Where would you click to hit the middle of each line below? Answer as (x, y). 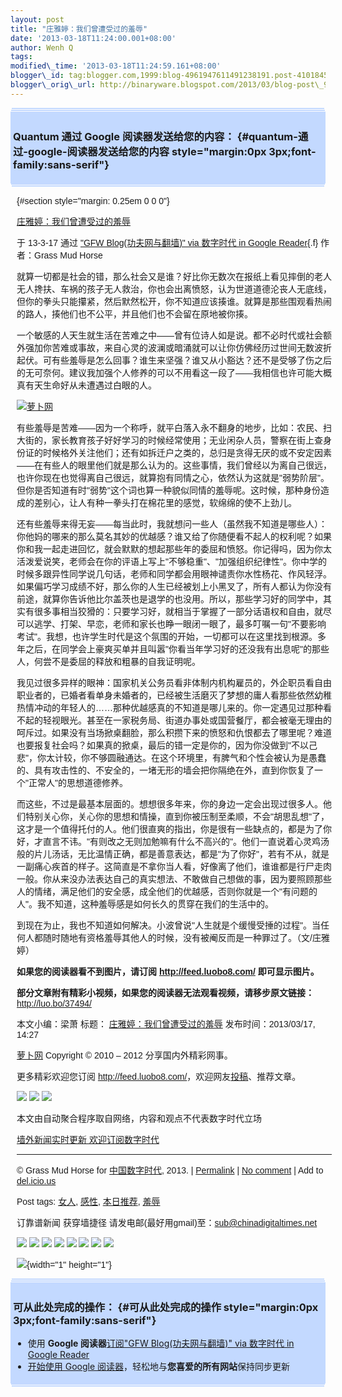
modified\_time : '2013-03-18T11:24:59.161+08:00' (116, 66)
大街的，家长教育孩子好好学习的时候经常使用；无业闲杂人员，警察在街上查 (169, 440)
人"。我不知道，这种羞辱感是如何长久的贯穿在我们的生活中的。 (145, 904)
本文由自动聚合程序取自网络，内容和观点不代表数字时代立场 (139, 1119)
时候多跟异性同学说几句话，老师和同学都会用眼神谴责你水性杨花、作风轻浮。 (174, 574)
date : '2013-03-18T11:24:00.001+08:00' (93, 38)
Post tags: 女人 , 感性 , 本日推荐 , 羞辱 (88, 1202)
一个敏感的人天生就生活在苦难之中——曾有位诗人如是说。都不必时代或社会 (169, 335)
